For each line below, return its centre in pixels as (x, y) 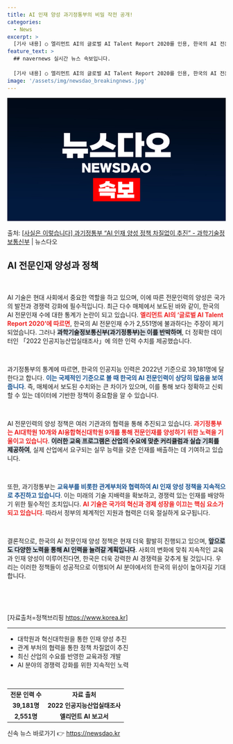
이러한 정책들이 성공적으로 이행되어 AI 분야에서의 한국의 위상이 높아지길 (116, 567)
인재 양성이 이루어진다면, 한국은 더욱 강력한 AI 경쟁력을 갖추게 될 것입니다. (114, 558)
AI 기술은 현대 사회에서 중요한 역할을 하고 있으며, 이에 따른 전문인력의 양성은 (110, 297)
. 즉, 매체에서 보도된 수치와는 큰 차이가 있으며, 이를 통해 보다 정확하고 (117, 386)
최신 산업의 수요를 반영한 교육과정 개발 (69, 656)
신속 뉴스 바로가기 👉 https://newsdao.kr (64, 733)
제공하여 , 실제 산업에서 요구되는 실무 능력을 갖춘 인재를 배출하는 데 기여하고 (109, 450)
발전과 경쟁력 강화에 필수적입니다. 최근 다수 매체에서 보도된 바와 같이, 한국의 (117, 306)
